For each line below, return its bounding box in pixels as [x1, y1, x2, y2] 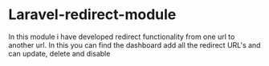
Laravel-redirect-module [8, 6, 177, 24]
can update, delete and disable [8, 49, 111, 58]
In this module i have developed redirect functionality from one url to [8, 32, 235, 41]
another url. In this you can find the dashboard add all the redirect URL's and [8, 40, 261, 49]
